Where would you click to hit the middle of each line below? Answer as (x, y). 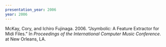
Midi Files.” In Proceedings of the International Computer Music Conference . (83, 34)
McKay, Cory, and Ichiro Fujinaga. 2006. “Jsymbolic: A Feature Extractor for (82, 28)
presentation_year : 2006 (31, 10)
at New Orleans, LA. (26, 39)
